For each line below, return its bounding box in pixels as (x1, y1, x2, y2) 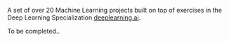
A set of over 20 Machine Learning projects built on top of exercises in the (7, 6, 223, 14)
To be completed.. (7, 27, 60, 35)
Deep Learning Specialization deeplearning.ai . (7, 13, 141, 22)
